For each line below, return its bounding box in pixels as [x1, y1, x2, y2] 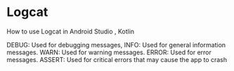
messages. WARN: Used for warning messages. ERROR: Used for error [6, 48, 212, 56]
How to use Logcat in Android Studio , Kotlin [6, 27, 135, 35]
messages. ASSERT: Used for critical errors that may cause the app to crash [6, 55, 228, 63]
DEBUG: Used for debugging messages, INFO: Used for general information [6, 40, 226, 49]
